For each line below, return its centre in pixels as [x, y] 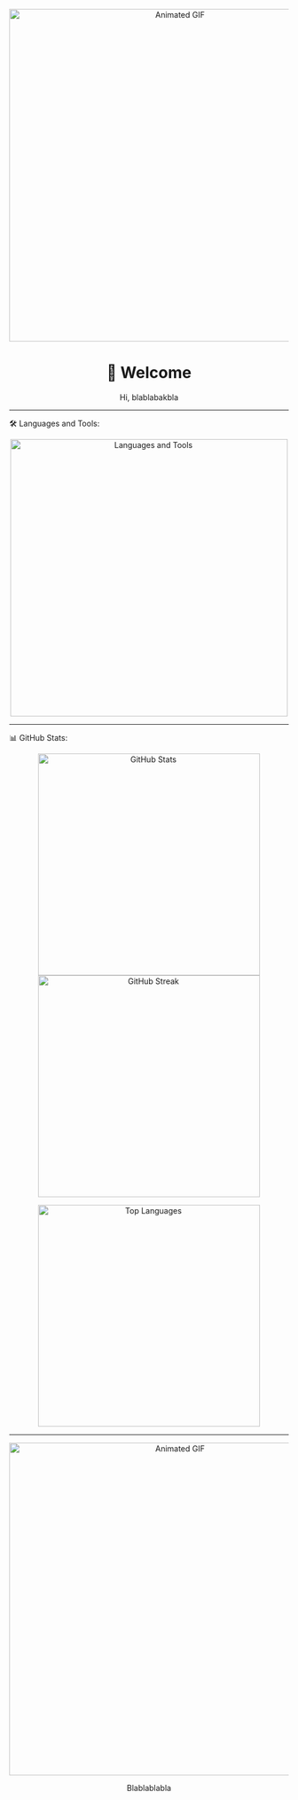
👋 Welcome [149, 373]
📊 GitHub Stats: [39, 737]
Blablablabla [149, 1788]
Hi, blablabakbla [149, 397]
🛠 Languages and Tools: [55, 423]
